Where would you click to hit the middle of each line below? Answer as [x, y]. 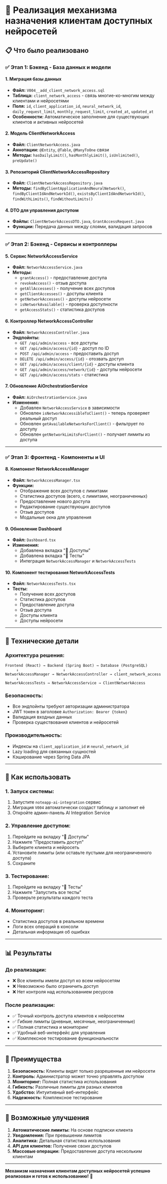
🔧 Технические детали [42, 641]
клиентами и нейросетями [41, 101]
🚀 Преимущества [33, 1059]
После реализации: [30, 1005]
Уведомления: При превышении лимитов [57, 1135]
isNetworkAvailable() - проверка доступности [69, 304]
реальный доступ [38, 418]
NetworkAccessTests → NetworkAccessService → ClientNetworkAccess [75, 683]
